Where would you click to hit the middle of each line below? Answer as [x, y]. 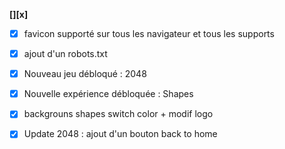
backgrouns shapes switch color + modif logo [118, 114]
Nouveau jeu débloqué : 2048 [85, 74]
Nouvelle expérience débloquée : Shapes [108, 94]
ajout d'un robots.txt [65, 54]
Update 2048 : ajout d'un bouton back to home [120, 134]
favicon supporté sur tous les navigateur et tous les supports [149, 33]
